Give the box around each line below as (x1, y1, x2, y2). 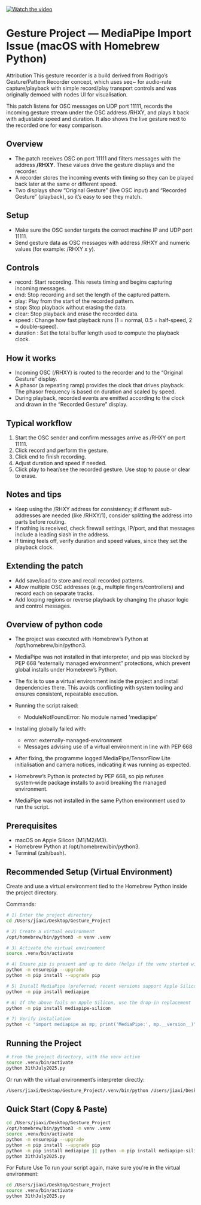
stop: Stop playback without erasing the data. (14, 304, 127, 311)
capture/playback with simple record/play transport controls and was (6, 84, 176, 92)
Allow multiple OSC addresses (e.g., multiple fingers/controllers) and (14, 583, 184, 590)
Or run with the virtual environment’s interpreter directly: (6, 1076, 145, 1083)
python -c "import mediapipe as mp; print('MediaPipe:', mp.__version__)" (6, 1021, 197, 1028)
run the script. (14, 803, 50, 811)
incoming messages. (14, 285, 66, 292)
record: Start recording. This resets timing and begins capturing (14, 278, 172, 286)
